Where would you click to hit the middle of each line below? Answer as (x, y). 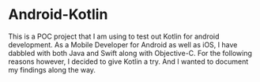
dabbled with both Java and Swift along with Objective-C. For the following (130, 53)
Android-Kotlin (58, 15)
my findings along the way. (52, 69)
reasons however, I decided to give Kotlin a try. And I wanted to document (128, 61)
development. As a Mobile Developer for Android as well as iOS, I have (123, 44)
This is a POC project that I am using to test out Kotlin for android (114, 36)
